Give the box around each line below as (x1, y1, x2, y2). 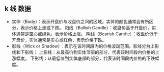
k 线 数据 (4, 4, 31, 13)
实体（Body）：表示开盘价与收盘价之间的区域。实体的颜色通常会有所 (11, 19, 149, 24)
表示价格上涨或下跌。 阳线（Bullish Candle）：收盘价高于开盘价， (20, 24, 152, 30)
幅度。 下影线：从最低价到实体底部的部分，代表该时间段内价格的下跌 (16, 55, 155, 61)
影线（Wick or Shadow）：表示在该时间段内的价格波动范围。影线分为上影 (11, 43, 159, 49)
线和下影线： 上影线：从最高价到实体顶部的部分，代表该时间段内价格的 (11, 49, 155, 55)
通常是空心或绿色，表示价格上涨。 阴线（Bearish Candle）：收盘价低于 (16, 31, 158, 37)
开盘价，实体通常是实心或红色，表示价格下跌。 (11, 37, 107, 43)
